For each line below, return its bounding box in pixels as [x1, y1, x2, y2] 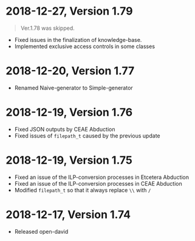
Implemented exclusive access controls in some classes [14, 43, 156, 50]
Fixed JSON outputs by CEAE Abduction [14, 125, 115, 133]
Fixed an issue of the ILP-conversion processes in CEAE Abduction [14, 180, 183, 187]
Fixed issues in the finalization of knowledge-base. [14, 36, 142, 43]
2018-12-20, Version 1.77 [5, 64, 135, 78]
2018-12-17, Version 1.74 [5, 208, 131, 222]
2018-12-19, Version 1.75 [5, 153, 133, 167]
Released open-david [14, 228, 69, 235]
